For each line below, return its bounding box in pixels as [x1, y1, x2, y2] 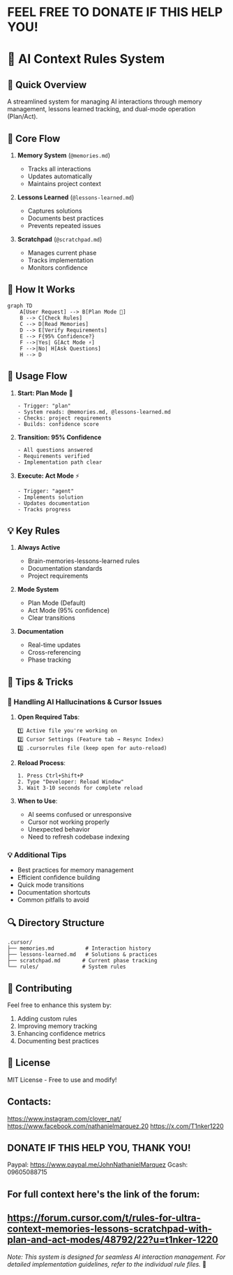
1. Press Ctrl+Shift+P [17, 772, 84, 780]
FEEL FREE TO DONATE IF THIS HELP [7, 4, 223, 20]
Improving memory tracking [17, 1022, 98, 1030]
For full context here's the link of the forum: [7, 1188, 200, 1200]
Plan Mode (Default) [27, 599, 86, 607]
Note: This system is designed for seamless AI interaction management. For [7, 1253, 226, 1261]
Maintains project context [27, 180, 101, 187]
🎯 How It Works [7, 284, 75, 296]
